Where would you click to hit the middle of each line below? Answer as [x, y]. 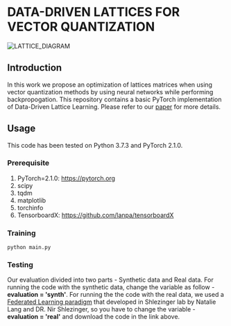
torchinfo [30, 207]
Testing [20, 265]
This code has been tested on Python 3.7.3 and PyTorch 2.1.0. [95, 145]
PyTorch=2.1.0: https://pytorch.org [66, 178]
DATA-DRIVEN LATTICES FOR [94, 12]
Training [22, 233]
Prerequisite [28, 163]
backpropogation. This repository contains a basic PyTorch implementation [114, 99]
